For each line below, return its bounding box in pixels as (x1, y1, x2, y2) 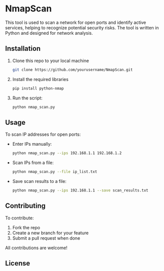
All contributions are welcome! (5, 245, 68, 251)
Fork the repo (12, 224, 41, 230)
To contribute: (5, 215, 34, 221)
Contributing (5, 202, 46, 210)
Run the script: (12, 95, 43, 101)
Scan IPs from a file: (12, 160, 54, 166)
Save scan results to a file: (12, 178, 67, 184)
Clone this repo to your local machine (12, 58, 89, 64)
